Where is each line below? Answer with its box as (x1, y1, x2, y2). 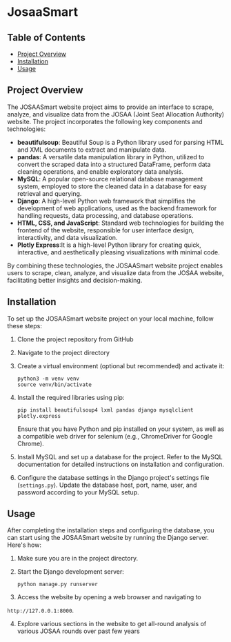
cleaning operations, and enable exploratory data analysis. (17, 167, 184, 176)
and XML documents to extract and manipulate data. (17, 146, 167, 154)
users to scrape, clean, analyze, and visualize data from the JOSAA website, (7, 268, 224, 277)
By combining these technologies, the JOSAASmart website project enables (7, 261, 223, 270)
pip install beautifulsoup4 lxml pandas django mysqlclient (17, 406, 194, 414)
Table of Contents (7, 32, 86, 43)
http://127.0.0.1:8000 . (7, 606, 74, 614)
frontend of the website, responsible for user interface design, (17, 225, 194, 234)
